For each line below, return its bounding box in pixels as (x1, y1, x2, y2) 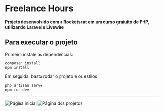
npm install (5, 65, 29, 70)
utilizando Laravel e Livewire (5, 24, 64, 30)
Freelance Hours (5, 3, 74, 14)
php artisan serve (5, 83, 42, 88)
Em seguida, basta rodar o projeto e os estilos (5, 74, 98, 79)
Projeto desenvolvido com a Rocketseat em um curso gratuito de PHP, (5, 19, 150, 25)
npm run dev (5, 87, 29, 92)
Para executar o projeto (5, 38, 78, 47)
